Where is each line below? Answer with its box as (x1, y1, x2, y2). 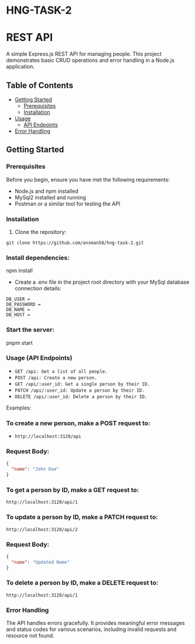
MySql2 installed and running (14, 193, 86, 201)
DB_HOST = (6, 312, 31, 318)
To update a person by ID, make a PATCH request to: (6, 513, 158, 521)
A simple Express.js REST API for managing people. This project (6, 50, 162, 58)
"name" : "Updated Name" (11, 559, 70, 565)
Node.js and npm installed (14, 188, 79, 195)
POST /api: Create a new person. (14, 375, 97, 380)
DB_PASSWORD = (6, 302, 41, 307)
